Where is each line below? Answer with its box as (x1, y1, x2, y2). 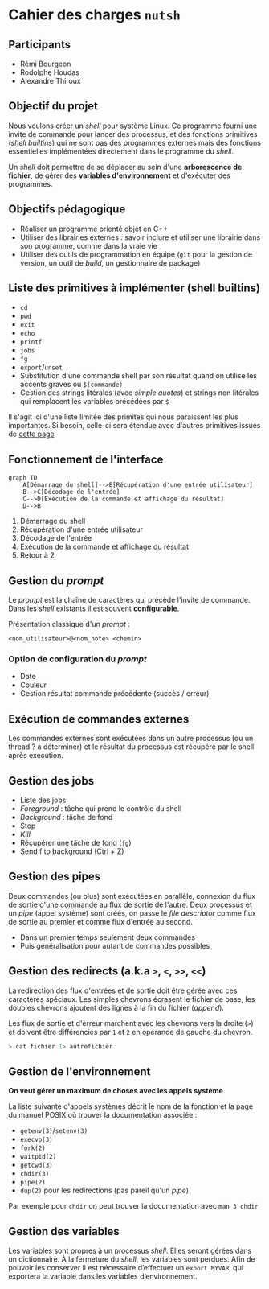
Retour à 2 (19, 550, 55, 560)
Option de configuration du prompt (8, 653, 147, 665)
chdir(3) (19, 1170, 50, 1178)
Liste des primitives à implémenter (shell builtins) (8, 282, 261, 295)
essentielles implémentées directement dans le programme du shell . (8, 146, 234, 156)
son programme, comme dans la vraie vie (19, 241, 158, 250)
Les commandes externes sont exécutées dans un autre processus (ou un (8, 734, 254, 743)
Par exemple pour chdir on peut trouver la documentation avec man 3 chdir (8, 1201, 259, 1211)
